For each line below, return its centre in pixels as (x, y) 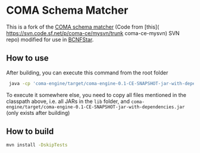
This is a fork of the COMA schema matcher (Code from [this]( (83, 27)
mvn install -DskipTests (37, 145)
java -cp (20, 83)
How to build (30, 132)
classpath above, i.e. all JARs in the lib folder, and (68, 101)
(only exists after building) (38, 113)
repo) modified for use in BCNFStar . (50, 39)
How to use (27, 58)
